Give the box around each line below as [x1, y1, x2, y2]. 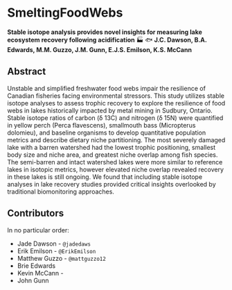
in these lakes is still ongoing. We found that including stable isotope [7, 172, 203, 181]
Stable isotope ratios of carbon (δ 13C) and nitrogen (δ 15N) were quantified [7, 113, 224, 122]
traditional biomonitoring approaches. [7, 187, 114, 196]
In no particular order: [7, 225, 69, 234]
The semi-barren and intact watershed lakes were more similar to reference [7, 157, 223, 166]
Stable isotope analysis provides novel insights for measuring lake [7, 28, 203, 36]
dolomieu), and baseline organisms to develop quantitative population [7, 128, 206, 137]
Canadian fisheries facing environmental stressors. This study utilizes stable [7, 92, 225, 100]
